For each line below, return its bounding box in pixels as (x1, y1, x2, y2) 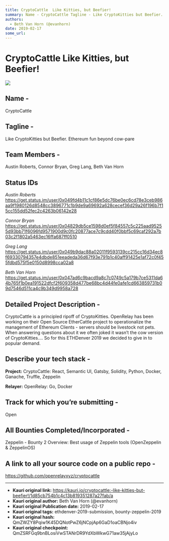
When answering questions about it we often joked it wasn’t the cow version (5, 330, 163, 336)
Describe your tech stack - (5, 355, 91, 363)
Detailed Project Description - (5, 300, 101, 308)
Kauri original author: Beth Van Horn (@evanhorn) (12, 498, 118, 504)
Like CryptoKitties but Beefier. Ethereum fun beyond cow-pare (5, 136, 135, 142)
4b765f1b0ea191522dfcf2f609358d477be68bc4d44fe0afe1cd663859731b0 (5, 280, 162, 286)
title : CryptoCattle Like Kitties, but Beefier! (5, 7, 112, 13)
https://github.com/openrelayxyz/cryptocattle (5, 473, 100, 479)
